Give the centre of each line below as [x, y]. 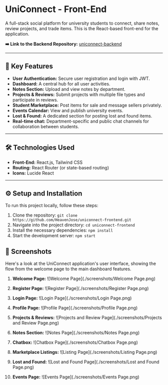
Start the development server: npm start [54, 236]
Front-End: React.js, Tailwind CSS [47, 162]
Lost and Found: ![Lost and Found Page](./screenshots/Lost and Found [86, 362]
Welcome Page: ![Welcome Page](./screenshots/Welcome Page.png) [84, 279]
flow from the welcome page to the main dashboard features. [68, 269]
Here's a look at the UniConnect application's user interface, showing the [81, 264]
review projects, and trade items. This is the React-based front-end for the [82, 28]
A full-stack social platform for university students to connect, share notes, [82, 23]
